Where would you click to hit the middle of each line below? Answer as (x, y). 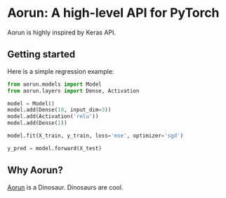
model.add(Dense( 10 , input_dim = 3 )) (59, 110)
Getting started (41, 54)
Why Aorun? (35, 170)
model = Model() (31, 103)
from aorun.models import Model (54, 84)
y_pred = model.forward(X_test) (54, 148)
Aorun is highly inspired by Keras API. (62, 32)
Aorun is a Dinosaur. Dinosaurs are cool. (65, 187)
